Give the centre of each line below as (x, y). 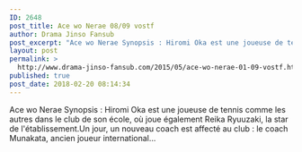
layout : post (34, 51)
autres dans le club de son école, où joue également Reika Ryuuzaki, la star (149, 119)
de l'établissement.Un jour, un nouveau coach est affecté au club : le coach (149, 128)
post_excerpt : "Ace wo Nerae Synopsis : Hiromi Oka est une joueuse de (146, 42)
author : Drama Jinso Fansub (62, 34)
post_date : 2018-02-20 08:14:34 (70, 84)
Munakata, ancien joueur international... (83, 138)
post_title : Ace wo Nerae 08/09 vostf (82, 26)
